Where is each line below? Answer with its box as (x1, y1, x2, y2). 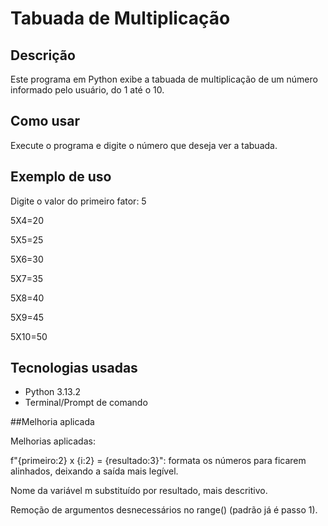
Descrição (10, 47, 76, 64)
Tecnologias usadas (10, 360, 138, 377)
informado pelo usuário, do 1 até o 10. (10, 84, 165, 96)
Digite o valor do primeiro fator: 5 (10, 195, 147, 207)
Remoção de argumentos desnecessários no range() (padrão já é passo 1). (10, 504, 318, 516)
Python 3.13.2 (24, 386, 82, 398)
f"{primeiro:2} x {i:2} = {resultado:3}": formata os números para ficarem (10, 455, 307, 467)
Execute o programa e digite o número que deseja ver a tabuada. (10, 139, 278, 151)
